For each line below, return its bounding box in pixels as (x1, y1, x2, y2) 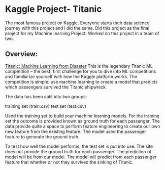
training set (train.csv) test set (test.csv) (5, 103, 87, 109)
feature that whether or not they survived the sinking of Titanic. (5, 159, 134, 165)
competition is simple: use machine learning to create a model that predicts (5, 79, 158, 85)
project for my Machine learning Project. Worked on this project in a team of (5, 30, 159, 36)
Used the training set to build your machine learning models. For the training (5, 113, 160, 119)
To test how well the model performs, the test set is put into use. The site (5, 143, 153, 149)
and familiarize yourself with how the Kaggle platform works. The (5, 73, 137, 80)
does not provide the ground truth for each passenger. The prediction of (5, 148, 152, 154)
